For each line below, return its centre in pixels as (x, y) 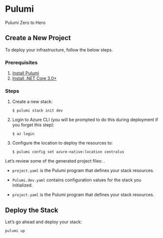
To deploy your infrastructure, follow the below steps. (59, 49)
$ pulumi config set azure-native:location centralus (68, 152)
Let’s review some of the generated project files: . (55, 161)
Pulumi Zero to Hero (25, 23)
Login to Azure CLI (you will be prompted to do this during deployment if (85, 120)
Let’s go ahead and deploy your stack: (44, 222)
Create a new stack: (32, 102)
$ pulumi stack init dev (37, 111)
